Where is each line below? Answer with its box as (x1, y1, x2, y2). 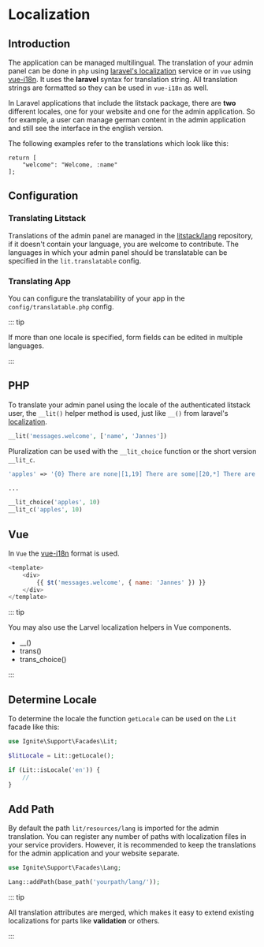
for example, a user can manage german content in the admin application (8, 115, 246, 124)
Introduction (8, 37, 71, 51)
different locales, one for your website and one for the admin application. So (8, 107, 255, 116)
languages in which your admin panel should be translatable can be (8, 247, 228, 257)
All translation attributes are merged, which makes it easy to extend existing (8, 908, 255, 917)
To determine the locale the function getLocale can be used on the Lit (8, 714, 237, 724)
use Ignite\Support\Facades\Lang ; (8, 864, 122, 872)
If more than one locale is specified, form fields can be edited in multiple (8, 332, 243, 342)
